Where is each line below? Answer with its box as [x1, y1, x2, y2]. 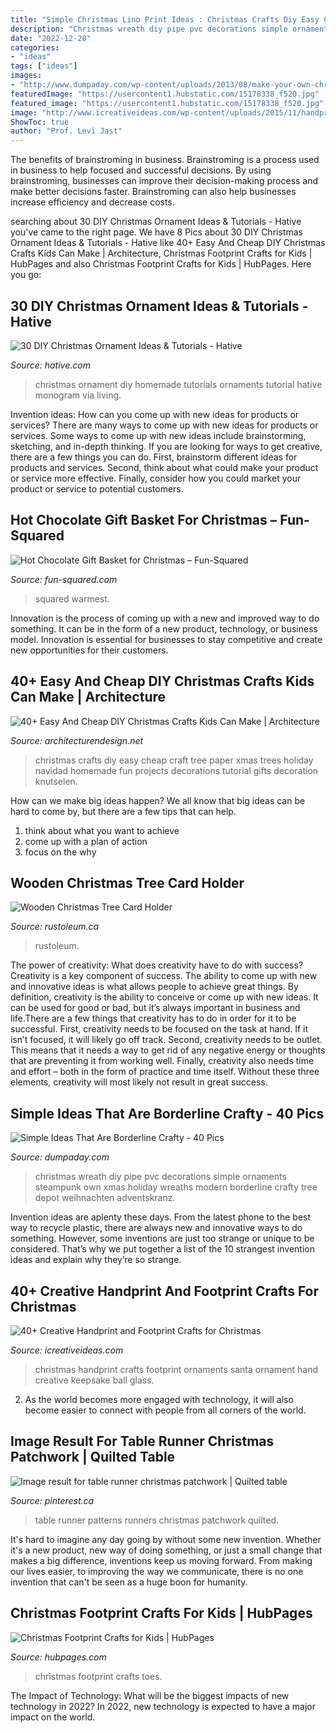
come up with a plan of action [24, 835, 148, 847]
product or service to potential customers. [10, 482, 184, 495]
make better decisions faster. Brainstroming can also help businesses [10, 186, 297, 198]
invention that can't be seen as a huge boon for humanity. [10, 1576, 248, 1588]
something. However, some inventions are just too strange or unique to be [10, 1232, 315, 1245]
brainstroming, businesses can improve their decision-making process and [10, 175, 319, 187]
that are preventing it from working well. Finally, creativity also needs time [10, 1055, 315, 1067]
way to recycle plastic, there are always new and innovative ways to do [10, 1222, 303, 1234]
